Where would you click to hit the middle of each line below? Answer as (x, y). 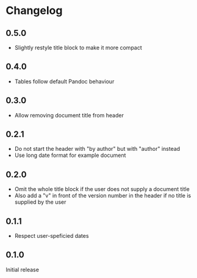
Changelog (34, 11)
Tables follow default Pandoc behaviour (64, 81)
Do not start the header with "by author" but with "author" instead (97, 149)
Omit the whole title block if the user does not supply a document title (102, 189)
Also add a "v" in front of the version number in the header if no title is (103, 196)
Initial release (22, 269)
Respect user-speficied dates (52, 236)
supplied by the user (40, 202)
